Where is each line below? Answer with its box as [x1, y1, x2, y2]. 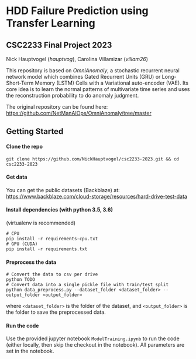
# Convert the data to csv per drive [6, 271, 98, 277]
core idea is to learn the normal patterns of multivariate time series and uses [6, 86, 190, 92]
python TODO [6, 277, 35, 283]
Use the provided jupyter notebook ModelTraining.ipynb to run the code [6, 335, 180, 342]
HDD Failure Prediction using [6, 4, 149, 18]
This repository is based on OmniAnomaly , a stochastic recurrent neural [6, 67, 180, 74]
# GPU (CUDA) [6, 241, 38, 247]
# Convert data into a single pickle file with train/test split [6, 282, 169, 288]
